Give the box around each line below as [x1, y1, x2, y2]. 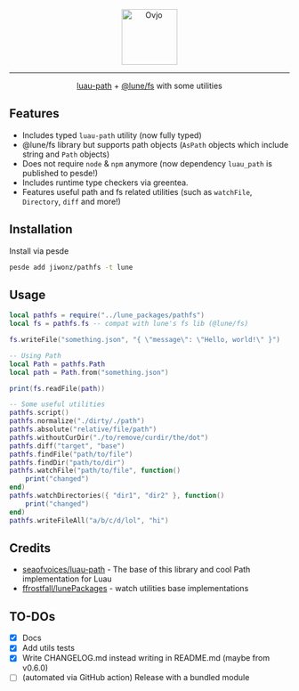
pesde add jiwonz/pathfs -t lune [9, 263, 133, 272]
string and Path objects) [21, 149, 110, 159]
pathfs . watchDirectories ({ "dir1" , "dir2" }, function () [9, 492, 225, 500]
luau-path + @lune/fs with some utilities [77, 80, 222, 91]
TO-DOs [9, 609, 56, 624]
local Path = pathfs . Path [9, 360, 105, 369]
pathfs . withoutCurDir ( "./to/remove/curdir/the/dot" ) [9, 433, 209, 442]
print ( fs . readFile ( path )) [9, 384, 105, 393]
